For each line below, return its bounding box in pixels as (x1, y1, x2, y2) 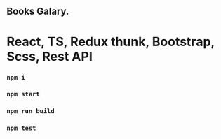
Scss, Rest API (6, 48, 93, 64)
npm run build (6, 108, 55, 115)
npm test (6, 124, 36, 132)
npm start (6, 90, 40, 98)
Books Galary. (6, 6, 69, 17)
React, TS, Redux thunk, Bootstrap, (6, 34, 215, 50)
